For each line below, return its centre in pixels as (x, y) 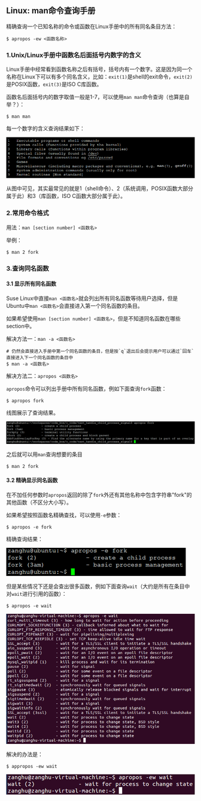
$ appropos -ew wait (32, 766)
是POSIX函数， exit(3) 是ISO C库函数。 (54, 84)
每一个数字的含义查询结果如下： (45, 128)
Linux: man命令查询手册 (51, 11)
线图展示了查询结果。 (32, 412)
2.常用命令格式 (28, 213)
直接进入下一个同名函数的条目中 (40, 358)
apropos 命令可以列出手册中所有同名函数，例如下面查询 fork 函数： (86, 388)
